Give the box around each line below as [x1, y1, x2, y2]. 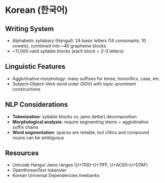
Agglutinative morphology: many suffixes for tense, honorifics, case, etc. [12, 75, 161, 82]
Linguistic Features [5, 62, 66, 71]
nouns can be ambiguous [12, 135, 64, 140]
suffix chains [12, 124, 39, 130]
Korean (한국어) [5, 4, 68, 16]
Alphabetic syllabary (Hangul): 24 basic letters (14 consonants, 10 [12, 38, 146, 44]
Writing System [5, 24, 54, 33]
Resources [5, 149, 39, 157]
